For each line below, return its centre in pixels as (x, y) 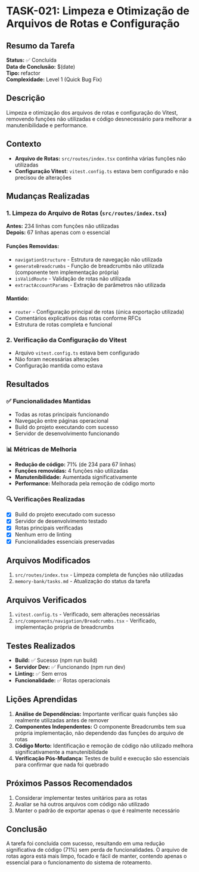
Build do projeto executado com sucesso (65, 514)
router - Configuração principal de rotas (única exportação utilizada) (99, 312)
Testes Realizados (41, 646)
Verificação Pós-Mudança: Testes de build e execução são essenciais (102, 758)
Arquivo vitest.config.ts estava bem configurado (77, 353)
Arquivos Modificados (48, 560)
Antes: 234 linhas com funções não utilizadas (63, 226)
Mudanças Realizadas (48, 196)
